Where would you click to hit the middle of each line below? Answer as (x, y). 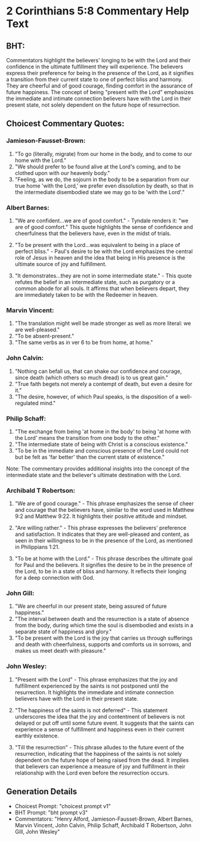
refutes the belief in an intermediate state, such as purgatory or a (95, 282)
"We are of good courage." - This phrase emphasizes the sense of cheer (104, 504)
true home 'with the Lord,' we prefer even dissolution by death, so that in (104, 186)
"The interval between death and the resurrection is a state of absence (102, 619)
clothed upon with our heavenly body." (62, 173)
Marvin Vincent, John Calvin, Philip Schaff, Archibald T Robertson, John (103, 825)
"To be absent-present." (44, 336)
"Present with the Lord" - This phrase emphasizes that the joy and (96, 679)
